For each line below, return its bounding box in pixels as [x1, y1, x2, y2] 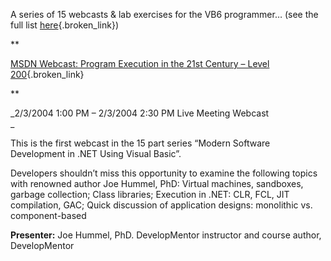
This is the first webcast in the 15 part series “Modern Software [10, 137, 271, 149]
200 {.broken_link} [10, 69, 85, 80]
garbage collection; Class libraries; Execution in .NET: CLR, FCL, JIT [10, 189, 290, 200]
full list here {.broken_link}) [10, 19, 119, 31]
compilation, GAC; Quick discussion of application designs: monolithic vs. [10, 199, 313, 211]
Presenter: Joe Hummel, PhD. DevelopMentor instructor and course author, [10, 229, 322, 241]
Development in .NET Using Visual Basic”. [10, 148, 182, 159]
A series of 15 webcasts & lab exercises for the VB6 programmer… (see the [10, 9, 319, 20]
